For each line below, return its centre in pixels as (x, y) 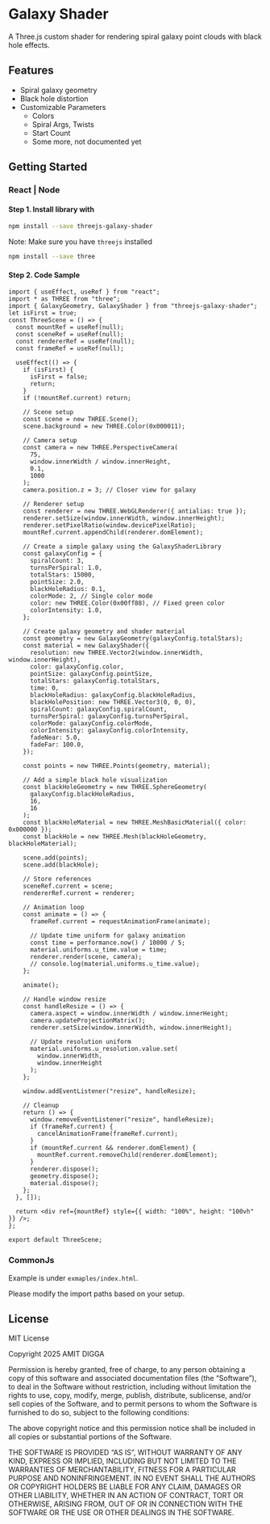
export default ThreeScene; (56, 1240)
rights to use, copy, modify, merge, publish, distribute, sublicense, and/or (130, 1395)
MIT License (29, 1338)
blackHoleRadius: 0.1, (68, 589)
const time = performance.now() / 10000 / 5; (107, 943)
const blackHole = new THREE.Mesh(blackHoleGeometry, (115, 837)
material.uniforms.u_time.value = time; (98, 950)
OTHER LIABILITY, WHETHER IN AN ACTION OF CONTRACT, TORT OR (126, 1496)
